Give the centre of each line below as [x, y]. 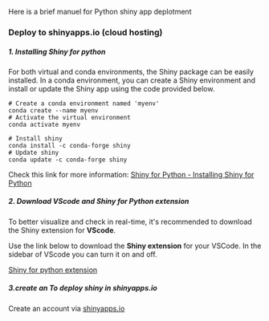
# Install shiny [35, 138]
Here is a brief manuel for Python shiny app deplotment [100, 12]
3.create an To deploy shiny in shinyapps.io [83, 288]
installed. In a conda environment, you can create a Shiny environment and [132, 80]
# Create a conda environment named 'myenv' [84, 104]
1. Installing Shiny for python [57, 51]
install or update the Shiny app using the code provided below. [112, 88]
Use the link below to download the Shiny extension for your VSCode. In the [135, 246]
